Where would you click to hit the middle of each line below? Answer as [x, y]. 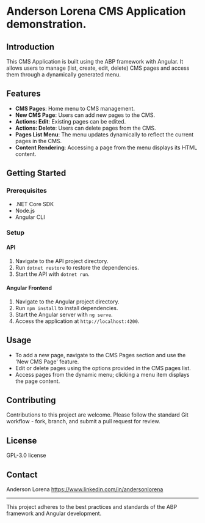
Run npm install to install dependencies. [67, 308]
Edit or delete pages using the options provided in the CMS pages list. [103, 368]
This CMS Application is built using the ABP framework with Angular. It [95, 61]
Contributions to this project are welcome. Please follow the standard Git [98, 415]
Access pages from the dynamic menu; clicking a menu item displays [102, 374]
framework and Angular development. [54, 514]
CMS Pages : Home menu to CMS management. [75, 108]
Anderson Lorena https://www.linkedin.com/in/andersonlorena [85, 489]
